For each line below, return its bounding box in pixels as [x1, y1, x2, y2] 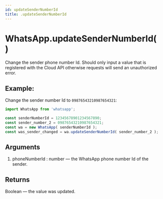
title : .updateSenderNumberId [5, 12, 67, 17]
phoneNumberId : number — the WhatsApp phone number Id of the [12, 156, 149, 162]
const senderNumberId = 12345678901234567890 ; [5, 116, 102, 121]
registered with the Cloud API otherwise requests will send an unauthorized [5, 65, 158, 71]
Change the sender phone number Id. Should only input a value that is [5, 59, 146, 65]
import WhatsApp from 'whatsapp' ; [5, 107, 76, 112]
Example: [5, 84, 34, 92]
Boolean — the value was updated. [5, 189, 76, 195]
